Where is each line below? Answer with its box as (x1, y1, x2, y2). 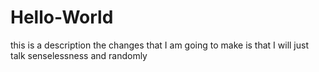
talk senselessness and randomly (10, 49, 148, 61)
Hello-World (10, 6, 114, 29)
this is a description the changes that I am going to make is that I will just (10, 39, 309, 51)
